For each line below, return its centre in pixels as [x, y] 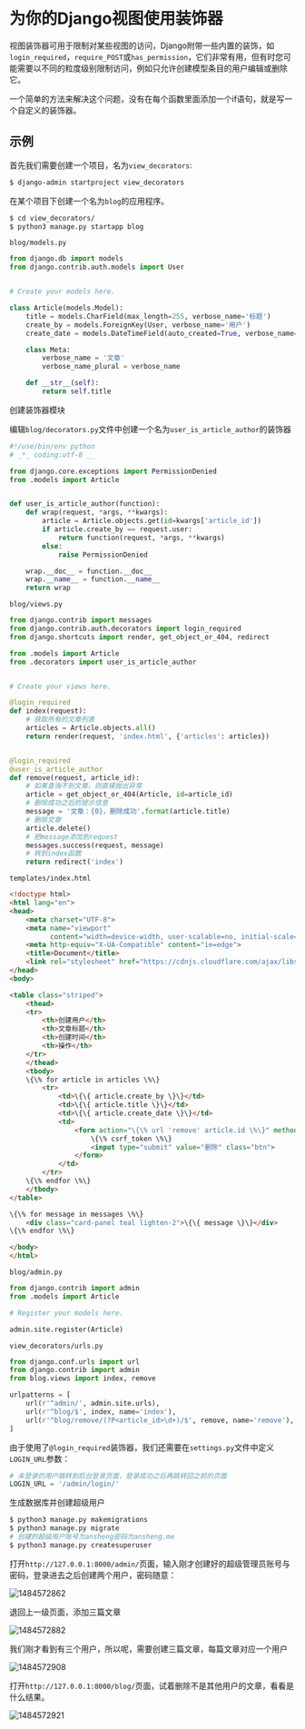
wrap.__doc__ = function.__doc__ [89, 571]
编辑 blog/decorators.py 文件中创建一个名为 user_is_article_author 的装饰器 [151, 429]
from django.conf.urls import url [75, 1362]
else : [53, 546]
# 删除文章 [44, 820]
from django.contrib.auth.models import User [97, 267]
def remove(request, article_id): [75, 777]
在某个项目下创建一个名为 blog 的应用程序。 [89, 201]
